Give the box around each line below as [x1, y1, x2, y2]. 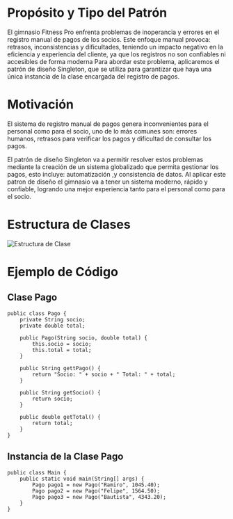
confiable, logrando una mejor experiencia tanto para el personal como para [7, 184, 225, 193]
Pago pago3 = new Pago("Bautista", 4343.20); [32, 493, 167, 500]
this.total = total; [32, 346, 92, 353]
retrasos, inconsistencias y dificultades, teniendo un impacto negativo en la [7, 42, 224, 51]
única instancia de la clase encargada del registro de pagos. [7, 72, 180, 81]
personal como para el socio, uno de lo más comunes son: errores [7, 127, 198, 135]
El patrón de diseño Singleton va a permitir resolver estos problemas [7, 155, 204, 163]
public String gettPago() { [19, 365, 101, 372]
